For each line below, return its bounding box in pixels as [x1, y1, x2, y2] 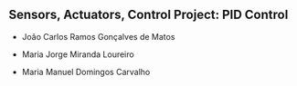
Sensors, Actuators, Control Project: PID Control [8, 7, 289, 23]
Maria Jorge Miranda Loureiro [21, 49, 134, 60]
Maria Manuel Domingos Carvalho [21, 66, 151, 77]
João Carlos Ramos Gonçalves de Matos [21, 31, 175, 42]
